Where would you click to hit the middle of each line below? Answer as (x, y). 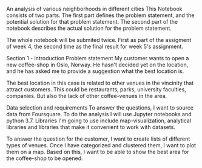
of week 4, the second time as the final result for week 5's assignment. (95, 46)
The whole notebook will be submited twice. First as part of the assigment (99, 40)
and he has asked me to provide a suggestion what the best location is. (95, 71)
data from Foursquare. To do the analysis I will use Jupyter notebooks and (99, 114)
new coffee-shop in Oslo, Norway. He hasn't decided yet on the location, (97, 65)
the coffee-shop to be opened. (45, 158)
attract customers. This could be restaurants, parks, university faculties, (96, 89)
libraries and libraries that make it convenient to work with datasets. (91, 127)
